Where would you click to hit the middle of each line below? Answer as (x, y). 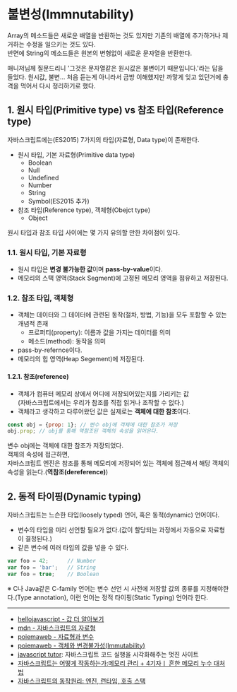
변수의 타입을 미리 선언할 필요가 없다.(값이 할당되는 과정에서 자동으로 (112, 530)
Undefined (43, 177)
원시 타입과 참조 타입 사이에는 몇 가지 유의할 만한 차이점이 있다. (94, 232)
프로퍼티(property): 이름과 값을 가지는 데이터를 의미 (99, 332)
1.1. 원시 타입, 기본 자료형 (47, 252)
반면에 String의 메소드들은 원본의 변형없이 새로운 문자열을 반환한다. (100, 53)
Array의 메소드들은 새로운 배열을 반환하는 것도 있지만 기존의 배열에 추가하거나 (114, 35)
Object (38, 218)
